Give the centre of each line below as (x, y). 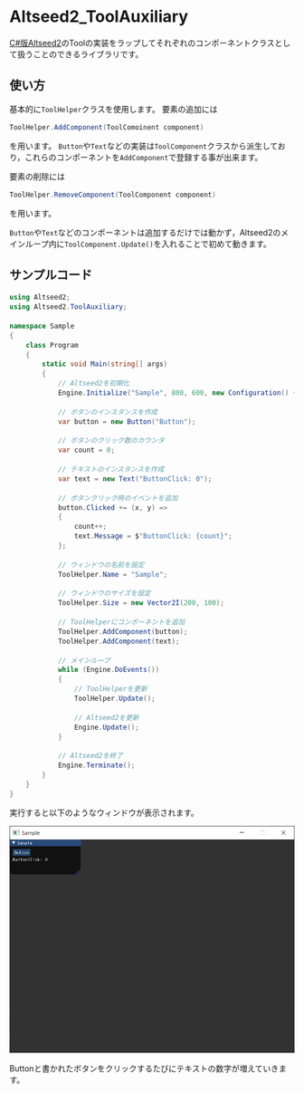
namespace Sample (42, 326)
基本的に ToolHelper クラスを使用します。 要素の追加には (114, 109)
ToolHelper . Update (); (114, 699)
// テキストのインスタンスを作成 (111, 470)
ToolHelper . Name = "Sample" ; (113, 574)
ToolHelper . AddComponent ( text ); (119, 641)
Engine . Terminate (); (96, 766)
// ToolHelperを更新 (110, 689)
